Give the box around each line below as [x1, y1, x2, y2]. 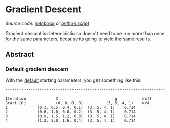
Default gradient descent [5, 66, 69, 73]
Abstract [5, 50, 34, 59]
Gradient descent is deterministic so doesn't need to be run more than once [5, 30, 165, 36]
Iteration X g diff [5, 95, 152, 101]
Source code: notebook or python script [5, 20, 89, 26]
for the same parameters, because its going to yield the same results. [5, 36, 152, 42]
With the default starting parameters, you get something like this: [5, 77, 142, 83]
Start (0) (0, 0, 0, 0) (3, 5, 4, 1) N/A [5, 100, 150, 105]
